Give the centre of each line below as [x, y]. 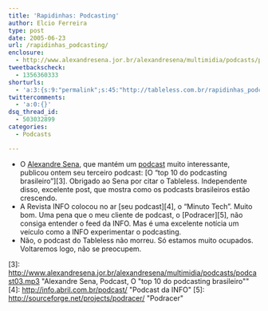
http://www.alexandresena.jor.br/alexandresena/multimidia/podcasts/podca [132, 273]
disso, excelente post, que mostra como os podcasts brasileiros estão [135, 189]
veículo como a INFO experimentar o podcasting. [100, 231]
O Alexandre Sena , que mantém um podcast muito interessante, [124, 163]
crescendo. [38, 198]
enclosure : [26, 53]
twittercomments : [37, 97]
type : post [26, 30]
